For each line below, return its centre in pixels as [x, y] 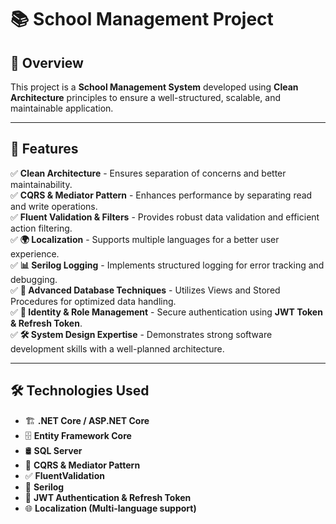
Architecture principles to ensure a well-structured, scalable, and [146, 97]
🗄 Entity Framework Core [78, 435]
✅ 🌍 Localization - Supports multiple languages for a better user [145, 239]
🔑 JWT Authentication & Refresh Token [108, 497]
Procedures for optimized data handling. [93, 301]
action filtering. [41, 228]
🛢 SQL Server [53, 450]
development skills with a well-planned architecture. [117, 348]
